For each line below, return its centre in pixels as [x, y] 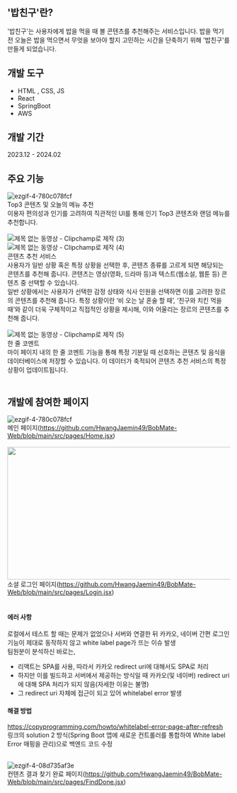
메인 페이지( [24, 428]
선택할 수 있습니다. [53, 283]
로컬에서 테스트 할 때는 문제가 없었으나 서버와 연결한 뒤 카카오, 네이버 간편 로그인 [118, 634]
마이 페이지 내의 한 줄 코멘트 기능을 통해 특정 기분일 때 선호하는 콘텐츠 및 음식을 [117, 352]
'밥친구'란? [30, 13]
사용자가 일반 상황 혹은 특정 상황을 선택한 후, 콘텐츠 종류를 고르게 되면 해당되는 [116, 265]
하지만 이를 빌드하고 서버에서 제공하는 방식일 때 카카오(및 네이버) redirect [119, 676]
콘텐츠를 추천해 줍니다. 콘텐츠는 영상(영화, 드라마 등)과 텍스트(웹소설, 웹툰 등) [114, 274]
